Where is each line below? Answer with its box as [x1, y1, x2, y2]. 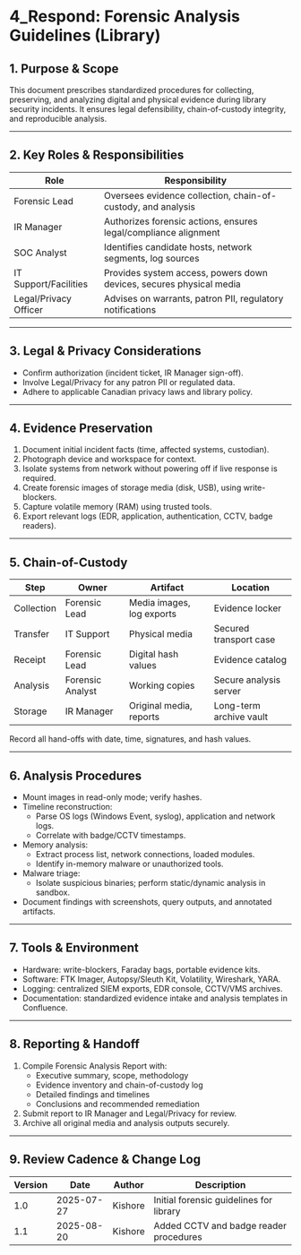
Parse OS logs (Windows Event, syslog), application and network [35, 811, 276, 821]
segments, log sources [103, 252, 200, 264]
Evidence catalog [213, 654, 287, 666]
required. [21, 473, 56, 484]
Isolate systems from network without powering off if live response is [21, 463, 278, 474]
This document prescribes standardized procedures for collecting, [9, 85, 254, 95]
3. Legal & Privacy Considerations [9, 343, 202, 359]
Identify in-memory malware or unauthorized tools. [35, 858, 224, 870]
